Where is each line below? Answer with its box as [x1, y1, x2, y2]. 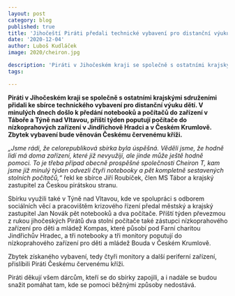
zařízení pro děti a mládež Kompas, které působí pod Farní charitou [8, 224, 201, 232]
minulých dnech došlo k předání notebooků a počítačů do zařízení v [8, 108, 209, 116]
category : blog [8, 17, 52, 24]
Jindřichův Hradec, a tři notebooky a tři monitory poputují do [8, 231, 182, 240]
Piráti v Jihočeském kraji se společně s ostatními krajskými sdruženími [8, 93, 218, 102]
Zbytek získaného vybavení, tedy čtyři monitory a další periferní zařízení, [8, 252, 217, 260]
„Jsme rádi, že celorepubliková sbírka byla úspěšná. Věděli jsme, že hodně [8, 143, 224, 152]
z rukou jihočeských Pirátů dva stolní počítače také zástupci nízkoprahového [8, 217, 228, 225]
